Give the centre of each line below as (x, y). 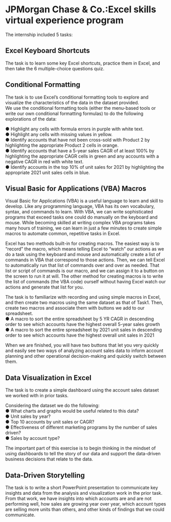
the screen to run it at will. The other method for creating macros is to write (84, 276)
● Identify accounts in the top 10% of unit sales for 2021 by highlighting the (85, 167)
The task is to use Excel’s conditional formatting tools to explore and (77, 97)
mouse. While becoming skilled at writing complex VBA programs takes (80, 223)
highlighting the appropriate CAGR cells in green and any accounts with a (82, 156)
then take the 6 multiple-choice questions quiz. (55, 68)
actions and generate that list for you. (45, 287)
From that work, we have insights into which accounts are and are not (78, 498)
